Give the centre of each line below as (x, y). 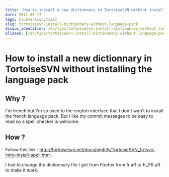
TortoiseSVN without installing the (79, 69)
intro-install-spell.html (28, 155)
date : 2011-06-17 (23, 15)
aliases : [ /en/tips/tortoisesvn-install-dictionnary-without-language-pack (86, 33)
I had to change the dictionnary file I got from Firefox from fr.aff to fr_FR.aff (83, 164)
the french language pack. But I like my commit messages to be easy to (79, 116)
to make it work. (22, 170)
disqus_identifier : (26, 29)
